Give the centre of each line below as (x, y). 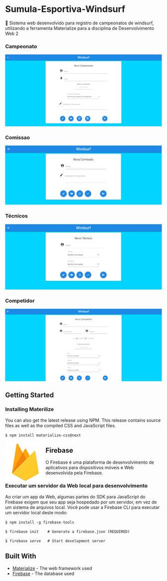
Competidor (20, 300)
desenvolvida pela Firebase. (74, 473)
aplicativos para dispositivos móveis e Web (90, 468)
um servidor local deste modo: (37, 512)
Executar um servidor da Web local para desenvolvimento (77, 486)
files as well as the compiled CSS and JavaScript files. (61, 425)
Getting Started (30, 395)
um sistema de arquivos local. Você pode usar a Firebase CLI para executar (83, 507)
